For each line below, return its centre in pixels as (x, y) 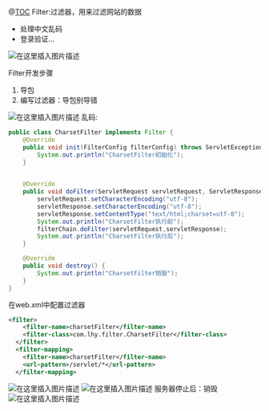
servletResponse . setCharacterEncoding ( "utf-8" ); (120, 206)
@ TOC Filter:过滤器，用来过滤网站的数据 (75, 12)
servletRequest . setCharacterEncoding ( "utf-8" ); (118, 199)
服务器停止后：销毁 (186, 389)
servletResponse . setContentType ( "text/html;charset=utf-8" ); (141, 214)
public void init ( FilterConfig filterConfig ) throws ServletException (143, 147)
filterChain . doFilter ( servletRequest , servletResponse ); (132, 229)
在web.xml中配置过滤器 (47, 304)
